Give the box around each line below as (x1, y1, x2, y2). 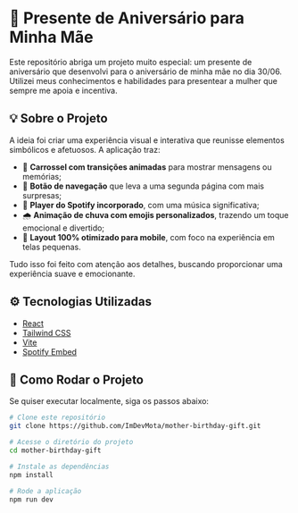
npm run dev (9, 495, 54, 504)
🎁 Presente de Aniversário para (9, 8, 245, 29)
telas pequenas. (21, 241, 82, 252)
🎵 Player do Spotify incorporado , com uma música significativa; (21, 199, 260, 210)
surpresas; (21, 189, 62, 200)
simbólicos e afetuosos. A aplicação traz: (9, 144, 161, 155)
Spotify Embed (21, 346, 78, 357)
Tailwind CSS (21, 327, 71, 338)
